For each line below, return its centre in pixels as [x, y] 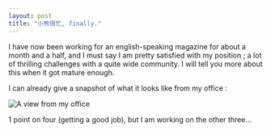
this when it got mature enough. [61, 72]
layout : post [30, 16]
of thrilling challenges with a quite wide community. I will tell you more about [135, 64]
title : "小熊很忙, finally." [55, 23]
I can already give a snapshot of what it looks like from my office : [118, 88]
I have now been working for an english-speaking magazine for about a [127, 46]
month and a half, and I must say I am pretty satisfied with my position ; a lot [135, 55]
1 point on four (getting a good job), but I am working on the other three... [130, 119]
